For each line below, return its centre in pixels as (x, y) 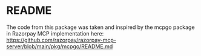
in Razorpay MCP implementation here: (55, 33)
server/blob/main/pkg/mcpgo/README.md (60, 46)
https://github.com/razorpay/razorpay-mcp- (61, 40)
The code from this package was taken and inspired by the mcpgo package (100, 27)
